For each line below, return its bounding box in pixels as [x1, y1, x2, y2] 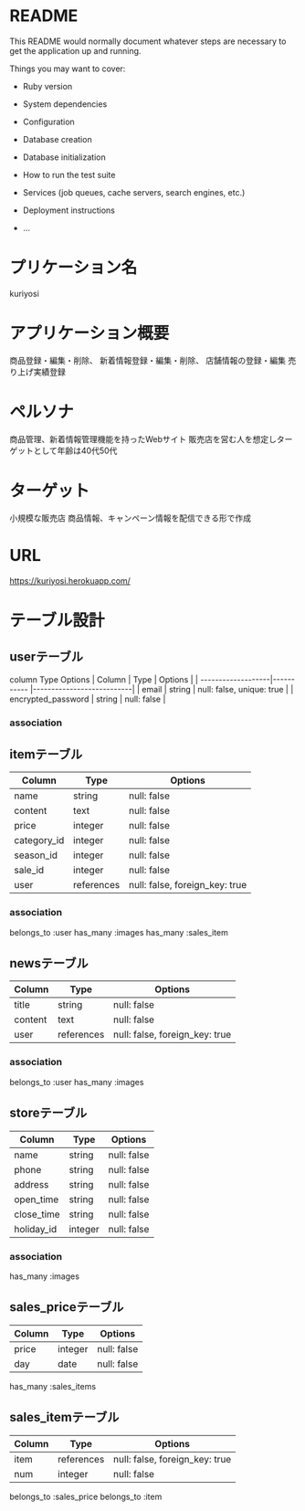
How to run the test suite [22, 169, 116, 180]
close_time [14, 1208, 61, 1220]
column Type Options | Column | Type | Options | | [9, 673, 199, 685]
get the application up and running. [9, 45, 142, 56]
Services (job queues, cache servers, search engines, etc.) [22, 186, 246, 197]
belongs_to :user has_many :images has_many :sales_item [9, 926, 228, 937]
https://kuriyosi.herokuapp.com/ [9, 575, 131, 586]
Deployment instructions [22, 205, 116, 216]
